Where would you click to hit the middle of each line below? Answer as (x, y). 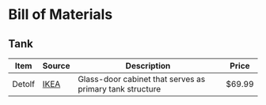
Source (56, 66)
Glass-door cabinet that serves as (142, 79)
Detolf (24, 84)
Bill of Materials (61, 15)
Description (148, 66)
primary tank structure (119, 89)
